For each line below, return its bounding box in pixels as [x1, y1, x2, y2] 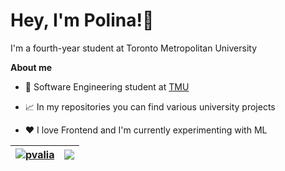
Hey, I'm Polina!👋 [10, 9, 155, 32]
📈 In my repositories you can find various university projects [24, 100, 276, 113]
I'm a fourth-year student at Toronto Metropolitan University [10, 42, 258, 54]
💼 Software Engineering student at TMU [24, 80, 190, 93]
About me [10, 61, 53, 73]
